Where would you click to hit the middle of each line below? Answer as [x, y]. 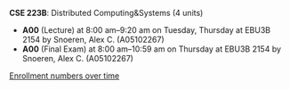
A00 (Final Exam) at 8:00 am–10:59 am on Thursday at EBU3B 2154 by [152, 49]
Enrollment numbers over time [64, 76]
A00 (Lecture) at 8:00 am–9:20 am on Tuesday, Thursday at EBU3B [146, 30]
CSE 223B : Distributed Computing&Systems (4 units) [106, 13]
